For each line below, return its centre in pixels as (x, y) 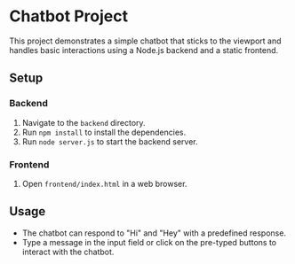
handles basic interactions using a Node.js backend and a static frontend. (144, 50)
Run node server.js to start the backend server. (110, 141)
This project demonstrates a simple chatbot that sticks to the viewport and (145, 41)
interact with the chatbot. (68, 252)
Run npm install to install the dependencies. (104, 132)
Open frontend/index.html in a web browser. (104, 183)
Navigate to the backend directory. (84, 122)
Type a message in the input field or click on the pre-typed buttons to (149, 242)
